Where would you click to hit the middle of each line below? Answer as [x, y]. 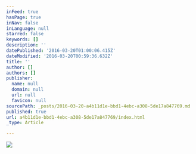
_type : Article [25, 123]
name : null [25, 84]
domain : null [28, 90]
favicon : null [29, 100]
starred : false [25, 34]
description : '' [26, 45]
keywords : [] [22, 39]
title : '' [18, 61]
